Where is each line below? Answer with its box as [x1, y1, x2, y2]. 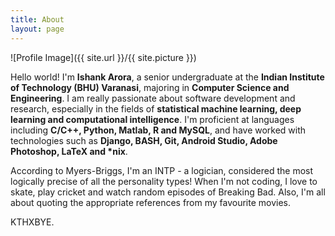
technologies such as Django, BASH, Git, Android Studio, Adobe [10, 134, 278, 146]
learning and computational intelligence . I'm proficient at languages [10, 113, 295, 125]
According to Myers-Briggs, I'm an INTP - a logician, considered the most [10, 164, 314, 176]
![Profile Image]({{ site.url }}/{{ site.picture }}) [10, 51, 197, 63]
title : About [10, 14, 65, 25]
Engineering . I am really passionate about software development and [10, 92, 296, 104]
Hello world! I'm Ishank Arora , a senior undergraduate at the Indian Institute [10, 71, 325, 83]
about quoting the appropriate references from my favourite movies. [10, 196, 292, 208]
